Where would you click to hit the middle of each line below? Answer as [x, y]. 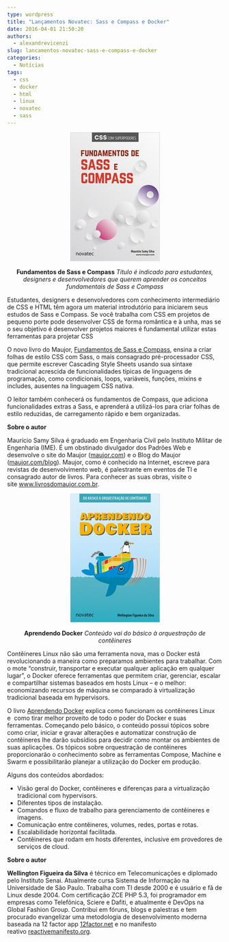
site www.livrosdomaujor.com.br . [53, 484]
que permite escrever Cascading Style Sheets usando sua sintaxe [100, 364]
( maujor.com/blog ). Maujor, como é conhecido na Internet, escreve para [108, 462]
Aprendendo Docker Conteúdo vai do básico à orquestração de [115, 633]
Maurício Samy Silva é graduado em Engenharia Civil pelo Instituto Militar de [114, 440]
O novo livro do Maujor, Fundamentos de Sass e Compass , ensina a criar [109, 349]
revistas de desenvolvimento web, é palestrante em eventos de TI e [102, 469]
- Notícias [29, 65]
